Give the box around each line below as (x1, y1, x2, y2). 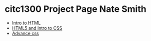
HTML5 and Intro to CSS (11, 25, 62, 31)
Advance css (11, 30, 39, 36)
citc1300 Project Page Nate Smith (4, 3, 146, 15)
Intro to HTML (11, 20, 41, 26)
